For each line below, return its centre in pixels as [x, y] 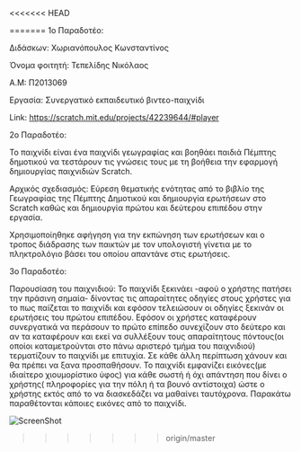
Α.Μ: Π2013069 [38, 83]
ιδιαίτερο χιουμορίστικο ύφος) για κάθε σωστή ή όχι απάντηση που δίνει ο [148, 375]
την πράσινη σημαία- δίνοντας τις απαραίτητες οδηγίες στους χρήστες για [150, 298]
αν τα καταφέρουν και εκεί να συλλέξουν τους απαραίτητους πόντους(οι [147, 337]
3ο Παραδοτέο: [38, 271]
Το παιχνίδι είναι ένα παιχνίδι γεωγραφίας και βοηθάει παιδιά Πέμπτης [143, 152]
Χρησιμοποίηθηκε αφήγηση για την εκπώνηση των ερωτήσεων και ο [137, 235]
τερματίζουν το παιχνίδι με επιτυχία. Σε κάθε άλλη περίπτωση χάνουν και [148, 355]
